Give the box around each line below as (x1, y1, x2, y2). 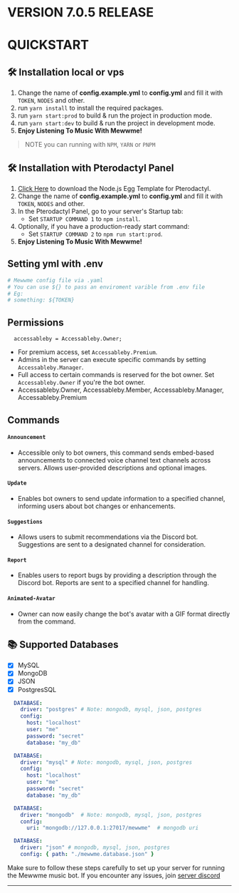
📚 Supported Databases (7, 639, 119, 651)
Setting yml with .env (7, 258, 104, 270)
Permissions (7, 316, 64, 329)
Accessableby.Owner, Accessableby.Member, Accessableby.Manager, (17, 386, 224, 394)
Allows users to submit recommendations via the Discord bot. (17, 532, 198, 542)
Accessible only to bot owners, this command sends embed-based (17, 448, 215, 457)
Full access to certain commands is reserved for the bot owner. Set (17, 371, 215, 379)
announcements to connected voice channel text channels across (17, 455, 211, 464)
